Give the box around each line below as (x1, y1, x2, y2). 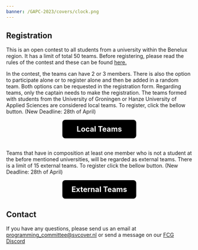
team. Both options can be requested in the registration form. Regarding (6, 83, 181, 90)
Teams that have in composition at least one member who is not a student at (6, 149, 192, 157)
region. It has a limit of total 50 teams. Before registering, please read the (6, 53, 184, 60)
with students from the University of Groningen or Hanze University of (6, 95, 177, 102)
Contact (6, 209, 37, 219)
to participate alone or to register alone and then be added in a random (6, 76, 179, 84)
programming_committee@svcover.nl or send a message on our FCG (6, 232, 174, 239)
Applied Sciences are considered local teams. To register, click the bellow (6, 102, 186, 109)
